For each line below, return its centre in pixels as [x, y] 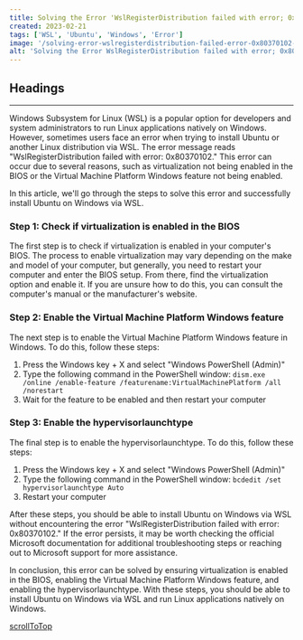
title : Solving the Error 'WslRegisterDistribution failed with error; [147, 18]
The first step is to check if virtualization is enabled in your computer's [140, 246]
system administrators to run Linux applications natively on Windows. [138, 127]
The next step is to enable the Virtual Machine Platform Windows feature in [149, 337]
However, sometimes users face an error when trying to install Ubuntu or [144, 137]
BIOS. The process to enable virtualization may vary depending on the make [151, 256]
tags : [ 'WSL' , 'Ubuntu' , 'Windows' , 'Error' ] [96, 34]
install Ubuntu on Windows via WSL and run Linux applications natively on [147, 598]
